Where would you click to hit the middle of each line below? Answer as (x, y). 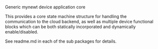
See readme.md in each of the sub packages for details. (61, 41)
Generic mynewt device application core (45, 7)
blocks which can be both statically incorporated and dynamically (71, 27)
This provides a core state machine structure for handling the (66, 16)
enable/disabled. (22, 32)
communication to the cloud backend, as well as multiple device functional (79, 22)
